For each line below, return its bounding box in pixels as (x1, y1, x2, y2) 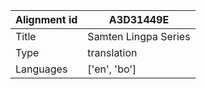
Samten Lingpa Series (87, 30, 191, 43)
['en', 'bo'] (87, 62, 137, 76)
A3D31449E (108, 13, 170, 26)
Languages (15, 62, 68, 76)
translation (87, 46, 138, 59)
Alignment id (15, 13, 78, 26)
